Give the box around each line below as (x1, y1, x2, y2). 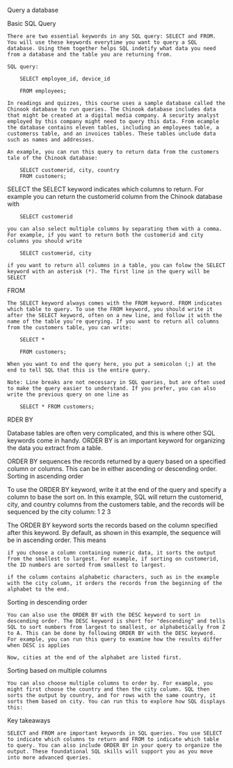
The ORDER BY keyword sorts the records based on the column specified (7, 521, 218, 529)
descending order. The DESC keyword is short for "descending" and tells (7, 618, 226, 625)
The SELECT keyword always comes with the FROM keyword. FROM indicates (7, 300, 223, 307)
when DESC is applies (7, 642, 70, 649)
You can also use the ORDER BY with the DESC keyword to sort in (7, 611, 200, 618)
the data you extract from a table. (7, 444, 103, 451)
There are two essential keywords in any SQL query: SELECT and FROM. (7, 33, 216, 40)
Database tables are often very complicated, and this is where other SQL (7, 429, 216, 437)
